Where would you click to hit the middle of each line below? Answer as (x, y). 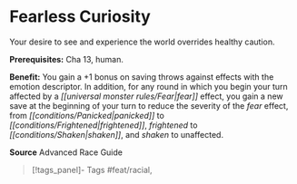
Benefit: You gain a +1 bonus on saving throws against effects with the (142, 77)
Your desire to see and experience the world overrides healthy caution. (142, 42)
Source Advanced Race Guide (66, 152)
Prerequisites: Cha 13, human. (67, 59)
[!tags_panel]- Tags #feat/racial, (92, 169)
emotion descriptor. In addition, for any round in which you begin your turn (148, 86)
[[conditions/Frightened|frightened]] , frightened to (104, 125)
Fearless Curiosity (80, 17)
